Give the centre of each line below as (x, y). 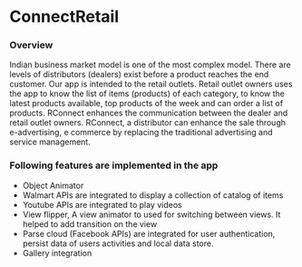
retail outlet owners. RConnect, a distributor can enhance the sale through (148, 123)
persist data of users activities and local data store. (118, 243)
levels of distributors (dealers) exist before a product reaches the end (139, 74)
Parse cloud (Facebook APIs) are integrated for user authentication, (149, 233)
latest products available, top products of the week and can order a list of (146, 104)
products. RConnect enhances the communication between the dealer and (149, 113)
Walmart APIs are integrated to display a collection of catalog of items (153, 195)
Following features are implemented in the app (114, 165)
